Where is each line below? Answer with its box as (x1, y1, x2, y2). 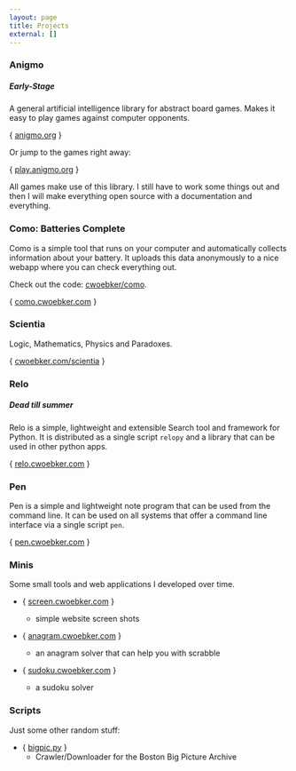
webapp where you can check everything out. (9, 261, 177, 272)
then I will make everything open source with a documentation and (9, 191, 253, 202)
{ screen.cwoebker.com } (21, 596, 115, 607)
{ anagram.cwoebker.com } (21, 631, 122, 641)
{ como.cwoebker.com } (9, 296, 97, 306)
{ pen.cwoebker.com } (9, 537, 90, 547)
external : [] (9, 29, 58, 38)
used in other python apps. (9, 441, 108, 451)
